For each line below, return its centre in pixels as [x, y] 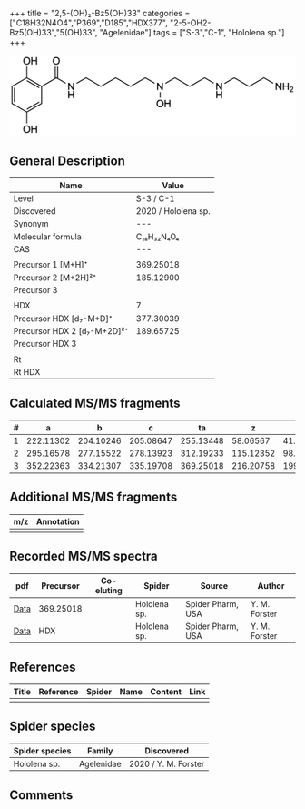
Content [165, 692]
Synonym [31, 224]
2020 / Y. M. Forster [167, 763]
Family [100, 751]
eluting [108, 591]
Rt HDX [27, 371]
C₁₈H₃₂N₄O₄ [157, 237]
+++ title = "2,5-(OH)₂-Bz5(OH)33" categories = [100, 13]
